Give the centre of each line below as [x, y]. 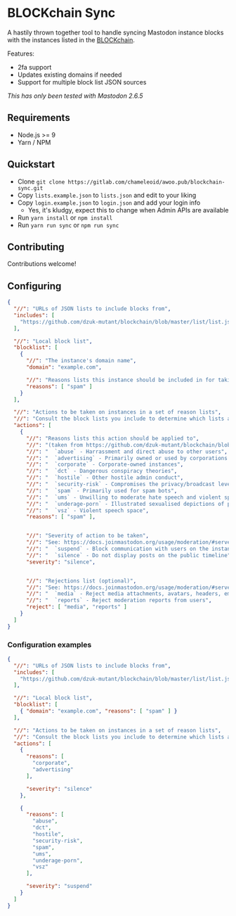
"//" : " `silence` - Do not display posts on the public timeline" [128, 555]
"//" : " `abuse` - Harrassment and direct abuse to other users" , [127, 452]
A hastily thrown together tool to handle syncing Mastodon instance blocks [116, 32]
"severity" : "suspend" [59, 886]
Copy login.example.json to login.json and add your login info [109, 203]
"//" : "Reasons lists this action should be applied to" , [112, 438]
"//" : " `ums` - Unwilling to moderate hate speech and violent [123, 497]
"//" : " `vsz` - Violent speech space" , [87, 510]
